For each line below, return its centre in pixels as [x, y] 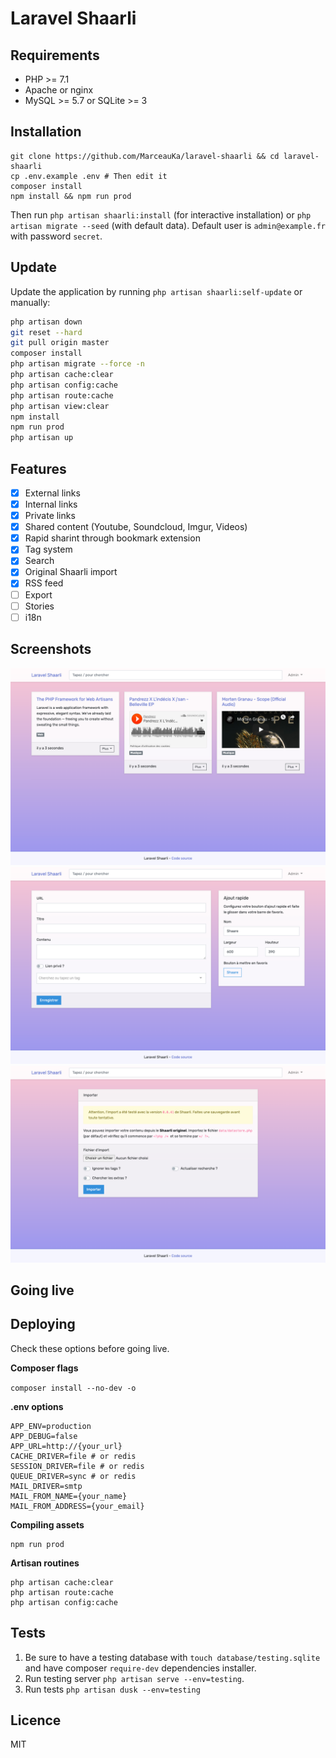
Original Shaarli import [71, 572]
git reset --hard [46, 332]
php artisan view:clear [60, 406]
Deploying [43, 1324]
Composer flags [44, 1368]
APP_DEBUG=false [44, 1436]
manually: [30, 302]
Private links [50, 516]
